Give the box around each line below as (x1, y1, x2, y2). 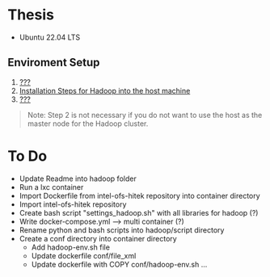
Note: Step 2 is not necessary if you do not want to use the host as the (27, 110, 263, 120)
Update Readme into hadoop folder (19, 174, 137, 183)
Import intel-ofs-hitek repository (19, 199, 127, 209)
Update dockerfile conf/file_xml (31, 250, 137, 260)
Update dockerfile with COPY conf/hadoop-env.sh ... (31, 259, 208, 269)
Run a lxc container (19, 182, 84, 191)
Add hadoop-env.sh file (31, 242, 111, 252)
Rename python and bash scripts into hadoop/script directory (19, 225, 225, 235)
